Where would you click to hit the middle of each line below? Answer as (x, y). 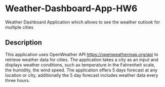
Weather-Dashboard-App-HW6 (71, 9)
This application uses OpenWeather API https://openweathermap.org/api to (82, 54)
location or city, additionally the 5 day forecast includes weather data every (82, 75)
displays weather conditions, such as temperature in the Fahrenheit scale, (80, 65)
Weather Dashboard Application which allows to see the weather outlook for (83, 22)
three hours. (18, 80)
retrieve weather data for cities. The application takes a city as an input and (82, 60)
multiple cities (19, 27)
